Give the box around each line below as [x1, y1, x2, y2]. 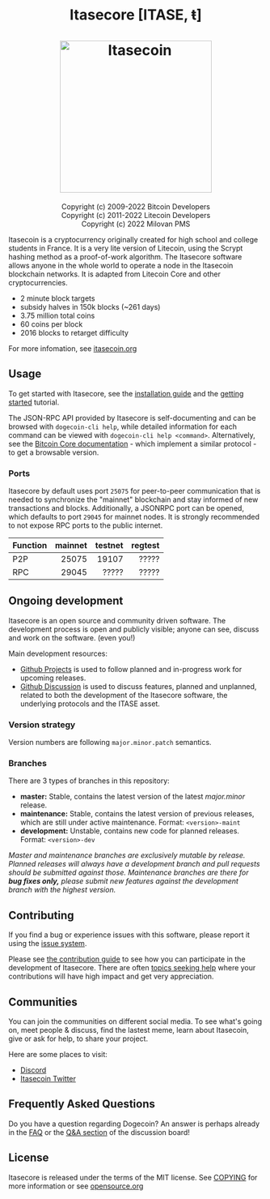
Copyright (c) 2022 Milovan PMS [81, 219, 191, 229]
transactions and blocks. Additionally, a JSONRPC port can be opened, [8, 503, 245, 513]
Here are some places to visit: [8, 1050, 108, 1060]
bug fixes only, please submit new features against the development [8, 876, 238, 886]
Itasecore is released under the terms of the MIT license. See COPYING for [8, 1172, 258, 1182]
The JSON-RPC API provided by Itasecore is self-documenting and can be [8, 413, 256, 422]
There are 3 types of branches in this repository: [8, 776, 170, 786]
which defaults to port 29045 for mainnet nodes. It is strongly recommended [8, 512, 260, 522]
